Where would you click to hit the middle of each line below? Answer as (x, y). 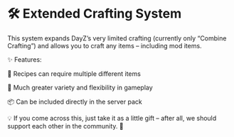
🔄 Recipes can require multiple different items (74, 73)
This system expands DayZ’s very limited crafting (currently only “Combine (117, 38)
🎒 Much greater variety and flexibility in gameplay (80, 87)
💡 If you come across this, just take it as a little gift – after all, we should (112, 118)
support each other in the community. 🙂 (65, 126)
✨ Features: (25, 59)
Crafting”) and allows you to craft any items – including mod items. (105, 45)
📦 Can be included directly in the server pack (75, 102)
